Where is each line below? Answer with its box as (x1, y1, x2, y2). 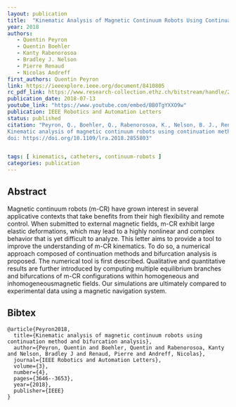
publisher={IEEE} (13, 387, 65, 394)
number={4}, (13, 368, 49, 376)
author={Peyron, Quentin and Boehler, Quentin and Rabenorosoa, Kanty (13, 344, 225, 351)
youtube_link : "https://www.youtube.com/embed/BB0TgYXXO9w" (7, 102, 188, 109)
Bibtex (7, 307, 37, 319)
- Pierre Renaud (16, 63, 65, 70)
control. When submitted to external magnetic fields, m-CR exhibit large (7, 219, 215, 228)
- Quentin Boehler (16, 43, 71, 50)
